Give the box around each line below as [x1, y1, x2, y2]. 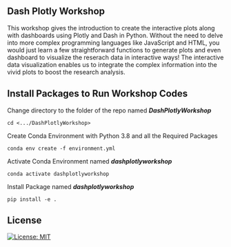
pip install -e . [7, 196, 57, 203]
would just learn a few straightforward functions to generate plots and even [7, 46, 221, 54]
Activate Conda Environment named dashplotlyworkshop [7, 157, 172, 165]
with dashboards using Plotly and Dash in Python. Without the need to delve [7, 31, 223, 39]
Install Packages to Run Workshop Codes [7, 88, 188, 99]
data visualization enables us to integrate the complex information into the [7, 60, 217, 68]
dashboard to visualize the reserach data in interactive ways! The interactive [7, 53, 224, 61]
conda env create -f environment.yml [7, 145, 116, 152]
